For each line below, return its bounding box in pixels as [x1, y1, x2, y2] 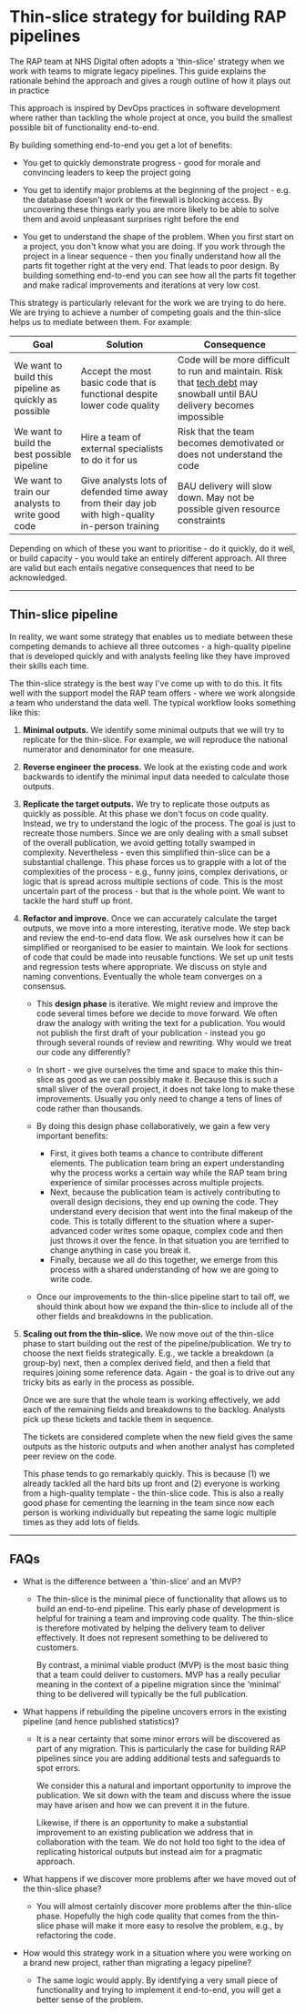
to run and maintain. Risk [177, 364, 283, 377]
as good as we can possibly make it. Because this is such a [56, 1073, 279, 1084]
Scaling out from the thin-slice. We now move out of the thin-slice [22, 1327, 275, 1339]
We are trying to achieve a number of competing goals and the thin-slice [9, 307, 282, 318]
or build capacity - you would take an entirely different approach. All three [9, 553, 287, 564]
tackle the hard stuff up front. [22, 895, 134, 906]
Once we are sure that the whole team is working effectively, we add [22, 1394, 280, 1405]
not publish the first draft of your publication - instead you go [36, 1027, 266, 1038]
